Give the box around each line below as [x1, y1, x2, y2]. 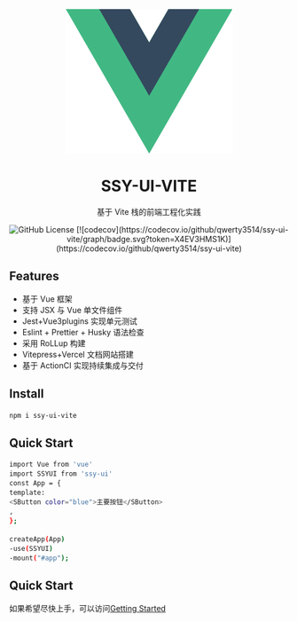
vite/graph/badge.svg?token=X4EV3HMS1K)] [66, 233, 232, 244]
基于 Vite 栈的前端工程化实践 [97, 206, 201, 217]
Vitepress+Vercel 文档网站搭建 [21, 349, 135, 359]
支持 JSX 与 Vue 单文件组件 [21, 304, 123, 315]
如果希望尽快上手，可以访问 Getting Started [9, 602, 167, 613]
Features [9, 269, 59, 284]
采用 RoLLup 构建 [21, 337, 86, 349]
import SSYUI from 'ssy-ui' [9, 469, 113, 478]
